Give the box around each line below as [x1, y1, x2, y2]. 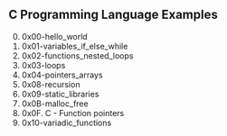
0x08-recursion [21, 78, 80, 89]
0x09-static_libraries [21, 88, 99, 99]
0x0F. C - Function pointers [21, 107, 125, 118]
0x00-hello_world [21, 31, 88, 41]
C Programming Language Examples [8, 7, 218, 23]
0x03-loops [21, 59, 66, 70]
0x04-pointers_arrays [21, 69, 103, 80]
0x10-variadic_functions [21, 117, 112, 128]
